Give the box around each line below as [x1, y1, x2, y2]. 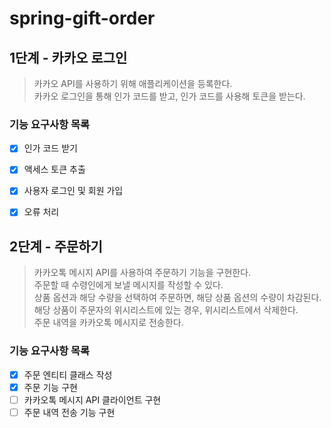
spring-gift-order [9, 7, 156, 30]
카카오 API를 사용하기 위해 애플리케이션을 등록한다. [33, 78, 233, 89]
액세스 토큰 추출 [23, 163, 86, 176]
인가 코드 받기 [23, 142, 78, 154]
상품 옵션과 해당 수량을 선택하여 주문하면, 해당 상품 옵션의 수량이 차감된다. [33, 292, 322, 304]
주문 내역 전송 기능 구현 [23, 406, 116, 418]
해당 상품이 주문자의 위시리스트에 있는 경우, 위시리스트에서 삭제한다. [33, 304, 299, 316]
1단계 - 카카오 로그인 [9, 49, 128, 66]
